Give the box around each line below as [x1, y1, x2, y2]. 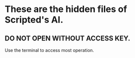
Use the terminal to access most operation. [5, 47, 94, 53]
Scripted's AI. [5, 14, 63, 25]
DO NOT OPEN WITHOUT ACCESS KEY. [5, 34, 130, 42]
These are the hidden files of [5, 3, 127, 15]
